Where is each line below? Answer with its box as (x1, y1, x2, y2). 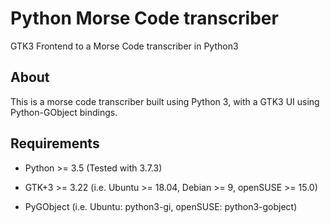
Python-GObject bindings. (10, 106, 118, 118)
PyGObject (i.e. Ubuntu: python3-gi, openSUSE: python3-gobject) (24, 200, 298, 212)
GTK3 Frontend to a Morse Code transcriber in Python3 (10, 40, 239, 52)
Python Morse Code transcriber (10, 7, 279, 30)
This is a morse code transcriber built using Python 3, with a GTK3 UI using (10, 95, 320, 107)
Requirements (10, 135, 100, 152)
